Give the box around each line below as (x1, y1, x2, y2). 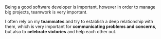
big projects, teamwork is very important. (5, 9, 88, 15)
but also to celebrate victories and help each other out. (5, 29, 117, 34)
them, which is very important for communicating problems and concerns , (5, 24, 157, 29)
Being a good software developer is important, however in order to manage (5, 4, 156, 10)
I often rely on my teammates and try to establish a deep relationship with (5, 19, 153, 24)
